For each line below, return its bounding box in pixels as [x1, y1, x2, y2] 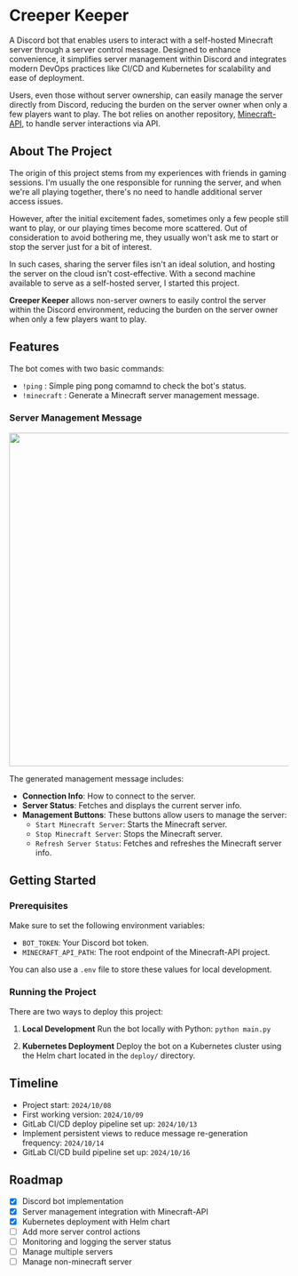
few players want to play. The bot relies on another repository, [9, 108, 237, 119]
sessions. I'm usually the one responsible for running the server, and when [9, 177, 282, 188]
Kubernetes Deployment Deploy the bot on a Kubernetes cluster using [21, 1040, 282, 1051]
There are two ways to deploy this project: [9, 1006, 164, 1016]
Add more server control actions [21, 1226, 141, 1237]
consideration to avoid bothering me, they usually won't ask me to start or [9, 232, 279, 243]
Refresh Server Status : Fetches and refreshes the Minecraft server [35, 838, 282, 848]
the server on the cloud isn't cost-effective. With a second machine [9, 268, 255, 278]
